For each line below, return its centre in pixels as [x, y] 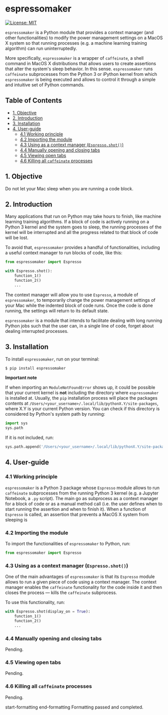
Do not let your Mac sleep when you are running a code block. [69, 188]
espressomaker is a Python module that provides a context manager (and [79, 32]
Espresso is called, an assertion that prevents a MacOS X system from [77, 514]
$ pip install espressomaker [35, 368]
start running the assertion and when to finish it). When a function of [76, 509]
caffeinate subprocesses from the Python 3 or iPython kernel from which [81, 74]
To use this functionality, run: [35, 603]
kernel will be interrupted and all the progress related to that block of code [82, 232]
